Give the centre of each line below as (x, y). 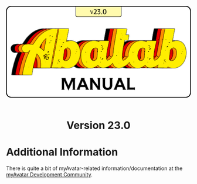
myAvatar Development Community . (49, 175)
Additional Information (62, 152)
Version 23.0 (98, 126)
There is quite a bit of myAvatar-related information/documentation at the (94, 168)
